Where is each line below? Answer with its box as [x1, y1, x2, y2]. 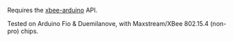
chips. [20, 27, 38, 35]
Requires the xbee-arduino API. [7, 6, 98, 14]
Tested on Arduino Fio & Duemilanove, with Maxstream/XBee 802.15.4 [7, 20, 209, 27]
